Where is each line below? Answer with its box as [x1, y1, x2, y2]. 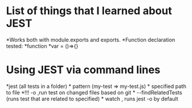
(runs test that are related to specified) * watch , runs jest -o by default [6, 95, 178, 102]
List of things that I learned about [6, 4, 173, 18]
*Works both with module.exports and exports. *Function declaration [6, 36, 175, 43]
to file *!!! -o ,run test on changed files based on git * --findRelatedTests [6, 89, 183, 96]
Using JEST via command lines [6, 63, 161, 77]
